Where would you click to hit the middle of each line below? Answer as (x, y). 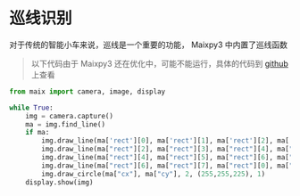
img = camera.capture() (70, 116)
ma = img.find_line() (65, 124)
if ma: (37, 133)
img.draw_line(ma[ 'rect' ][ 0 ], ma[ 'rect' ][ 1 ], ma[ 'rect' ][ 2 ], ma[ (166, 141)
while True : (31, 108)
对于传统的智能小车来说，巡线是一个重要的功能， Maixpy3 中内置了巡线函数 (149, 45)
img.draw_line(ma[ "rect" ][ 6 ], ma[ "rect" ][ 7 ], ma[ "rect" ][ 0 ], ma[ (166, 166)
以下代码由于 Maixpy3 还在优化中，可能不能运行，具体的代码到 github (159, 63)
